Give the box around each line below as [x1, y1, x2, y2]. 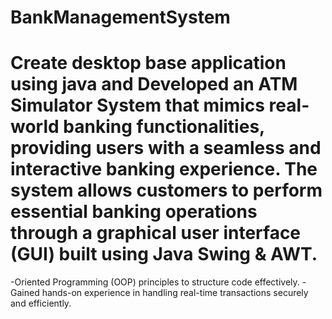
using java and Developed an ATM [10, 73, 298, 96]
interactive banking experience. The [10, 158, 318, 181]
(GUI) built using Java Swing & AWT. [10, 243, 318, 266]
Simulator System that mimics [10, 94, 265, 117]
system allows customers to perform [10, 179, 323, 202]
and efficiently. [10, 297, 72, 310]
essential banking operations [10, 201, 258, 223]
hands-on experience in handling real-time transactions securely [41, 287, 309, 299]
